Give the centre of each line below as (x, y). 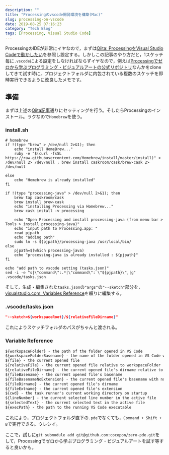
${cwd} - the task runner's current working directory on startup (76, 394)
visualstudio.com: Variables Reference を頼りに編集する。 (65, 293)
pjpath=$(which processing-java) (49, 251)
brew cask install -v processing (49, 211)
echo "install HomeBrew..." (44, 149)
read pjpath (27, 233)
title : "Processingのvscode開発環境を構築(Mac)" (54, 15)
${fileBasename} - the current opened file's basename (64, 374)
